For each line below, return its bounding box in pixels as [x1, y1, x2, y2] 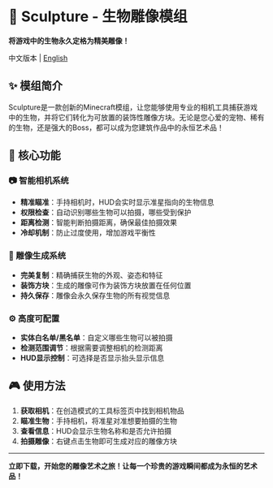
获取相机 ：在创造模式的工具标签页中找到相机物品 [19, 405, 184, 415]
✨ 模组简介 [8, 79, 63, 93]
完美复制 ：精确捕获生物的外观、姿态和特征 [19, 270, 163, 280]
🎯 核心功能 [8, 149, 61, 162]
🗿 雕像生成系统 [8, 250, 67, 261]
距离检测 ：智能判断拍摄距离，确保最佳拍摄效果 [19, 218, 177, 227]
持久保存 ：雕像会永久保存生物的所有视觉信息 [19, 290, 171, 300]
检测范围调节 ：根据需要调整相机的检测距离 [19, 343, 163, 353]
